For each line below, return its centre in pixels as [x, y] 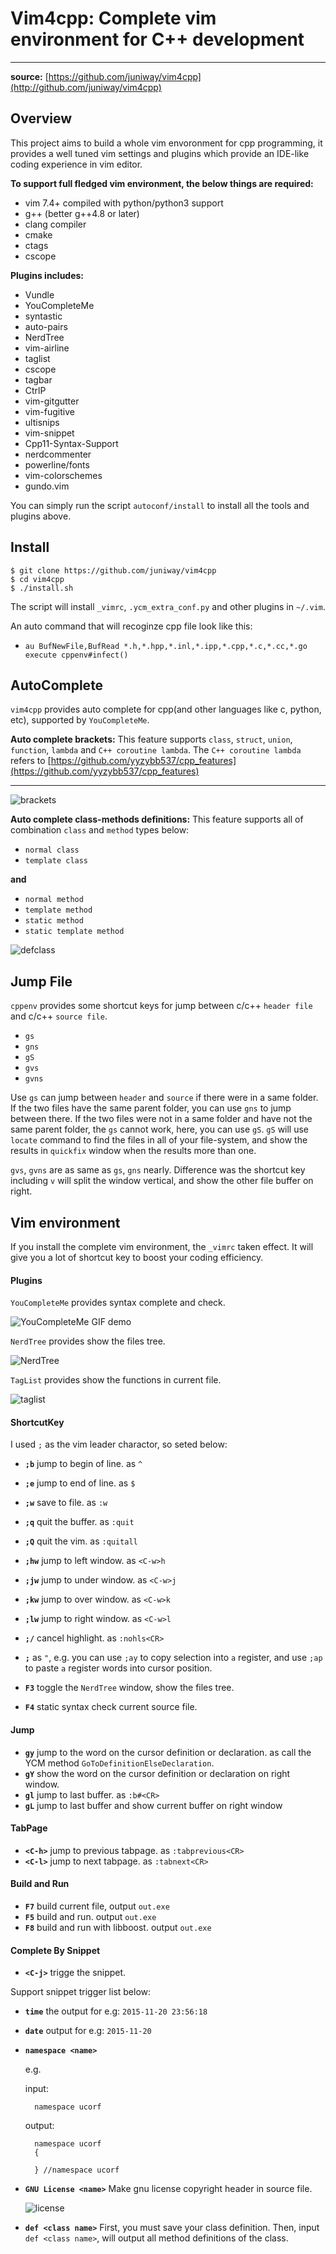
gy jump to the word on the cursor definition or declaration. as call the [168, 1752]
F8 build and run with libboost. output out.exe [118, 1928]
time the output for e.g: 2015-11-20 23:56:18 [116, 2011]
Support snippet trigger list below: [81, 1992]
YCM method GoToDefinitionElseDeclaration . [119, 1763]
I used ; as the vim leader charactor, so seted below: [119, 1444]
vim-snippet [49, 433]
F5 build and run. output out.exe [90, 1917]
